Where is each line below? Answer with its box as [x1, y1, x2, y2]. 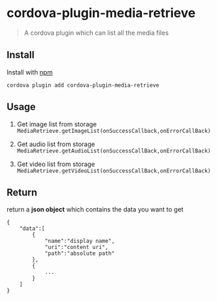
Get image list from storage [16, 119, 97, 128]
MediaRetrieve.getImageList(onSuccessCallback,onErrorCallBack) [16, 127, 211, 134]
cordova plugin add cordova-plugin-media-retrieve [6, 82, 160, 89]
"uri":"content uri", [44, 243, 109, 251]
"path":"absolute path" [44, 250, 115, 257]
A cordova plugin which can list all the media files [23, 28, 169, 37]
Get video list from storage [16, 160, 95, 168]
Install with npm [6, 67, 53, 76]
